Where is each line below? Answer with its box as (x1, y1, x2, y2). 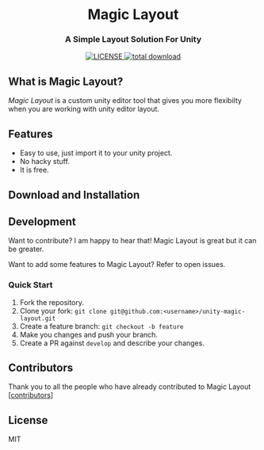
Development (8, 215, 77, 228)
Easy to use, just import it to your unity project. (19, 148, 173, 158)
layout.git (19, 315, 56, 322)
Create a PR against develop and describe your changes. (19, 338, 205, 348)
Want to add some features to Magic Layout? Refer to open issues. (8, 260, 226, 269)
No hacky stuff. (19, 157, 70, 166)
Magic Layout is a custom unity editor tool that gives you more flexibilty (8, 96, 242, 105)
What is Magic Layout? (8, 74, 124, 88)
